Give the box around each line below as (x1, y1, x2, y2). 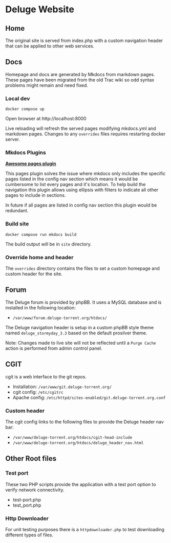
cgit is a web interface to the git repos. (5, 373, 87, 379)
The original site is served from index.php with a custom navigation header (5, 37, 163, 43)
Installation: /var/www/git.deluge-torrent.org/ (12, 383, 112, 390)
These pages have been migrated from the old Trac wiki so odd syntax (5, 77, 155, 83)
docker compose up (5, 106, 45, 112)
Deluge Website (5, 4, 74, 15)
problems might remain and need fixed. (5, 82, 89, 88)
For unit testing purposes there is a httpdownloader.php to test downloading (5, 526, 165, 532)
